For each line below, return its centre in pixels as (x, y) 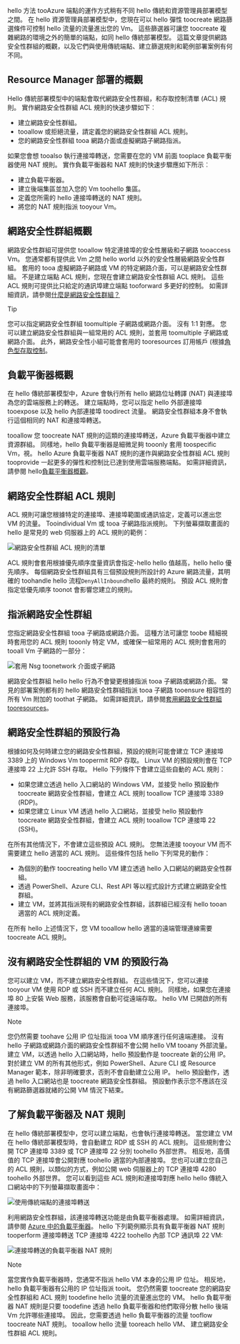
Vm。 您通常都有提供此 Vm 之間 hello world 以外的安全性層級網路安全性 (113, 259)
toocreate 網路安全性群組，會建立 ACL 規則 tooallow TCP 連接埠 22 (117, 820)
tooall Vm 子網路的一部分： (47, 651)
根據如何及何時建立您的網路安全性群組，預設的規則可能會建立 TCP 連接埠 (115, 751)
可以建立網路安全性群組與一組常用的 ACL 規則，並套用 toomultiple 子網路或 (118, 332)
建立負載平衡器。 (43, 179)
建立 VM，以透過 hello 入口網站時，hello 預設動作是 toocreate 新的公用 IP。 (119, 1054)
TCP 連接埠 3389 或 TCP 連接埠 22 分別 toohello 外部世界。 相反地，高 (119, 1151)
